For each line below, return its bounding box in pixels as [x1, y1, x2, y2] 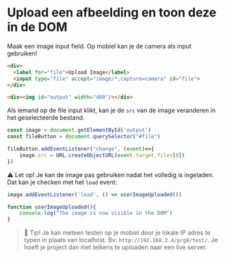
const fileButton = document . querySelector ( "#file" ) [7, 133, 161, 140]
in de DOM [7, 19, 68, 35]
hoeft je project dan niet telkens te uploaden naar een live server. [23, 243, 207, 251]
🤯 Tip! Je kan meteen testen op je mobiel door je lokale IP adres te [23, 229, 211, 237]
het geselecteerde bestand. [7, 114, 85, 122]
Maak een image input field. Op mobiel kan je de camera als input [7, 42, 191, 50]
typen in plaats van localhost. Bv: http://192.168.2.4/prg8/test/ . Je [23, 236, 218, 244]
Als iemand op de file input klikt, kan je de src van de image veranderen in [7, 106, 216, 114]
